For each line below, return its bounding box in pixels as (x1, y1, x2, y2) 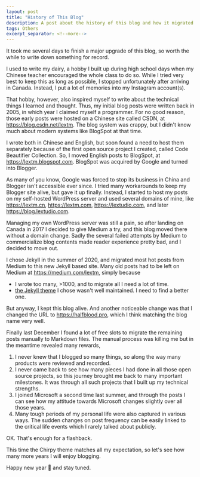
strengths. (14, 385, 41, 392)
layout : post (6, 8, 39, 15)
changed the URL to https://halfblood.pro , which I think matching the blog (6, 311, 187, 318)
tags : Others (6, 25, 39, 32)
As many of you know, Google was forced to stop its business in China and (6, 176, 190, 183)
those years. (14, 404, 46, 411)
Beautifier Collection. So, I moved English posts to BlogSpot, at (6, 152, 161, 159)
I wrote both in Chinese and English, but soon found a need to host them (6, 139, 184, 146)
